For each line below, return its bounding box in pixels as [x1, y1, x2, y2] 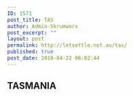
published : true [7, 49, 54, 56]
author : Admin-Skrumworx [7, 23, 78, 29]
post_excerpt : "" [7, 29, 57, 36]
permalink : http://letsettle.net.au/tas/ [7, 42, 128, 49]
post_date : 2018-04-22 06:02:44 [7, 55, 100, 62]
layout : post [7, 36, 45, 43]
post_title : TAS [7, 16, 54, 23]
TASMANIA [7, 80, 57, 92]
